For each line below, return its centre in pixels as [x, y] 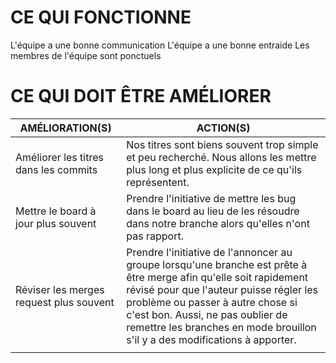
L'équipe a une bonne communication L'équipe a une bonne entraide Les [160, 45]
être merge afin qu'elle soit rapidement [217, 277]
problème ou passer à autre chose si [212, 302]
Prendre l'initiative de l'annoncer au [209, 252]
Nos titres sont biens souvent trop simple [222, 144]
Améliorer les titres [59, 157]
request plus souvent [65, 302]
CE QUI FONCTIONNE [101, 17]
